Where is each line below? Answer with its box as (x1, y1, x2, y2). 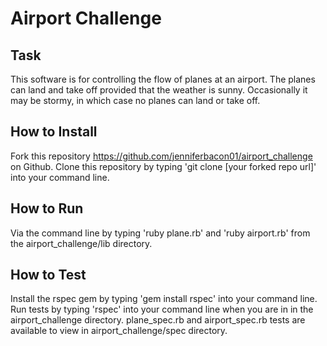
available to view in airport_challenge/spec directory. (10, 325, 228, 337)
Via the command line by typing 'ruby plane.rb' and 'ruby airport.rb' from (10, 227, 311, 239)
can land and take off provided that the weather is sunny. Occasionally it (10, 84, 308, 96)
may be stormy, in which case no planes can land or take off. (10, 95, 261, 106)
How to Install (10, 123, 98, 141)
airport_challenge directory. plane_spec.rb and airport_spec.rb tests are (10, 314, 306, 326)
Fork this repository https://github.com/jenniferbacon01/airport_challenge (10, 150, 313, 162)
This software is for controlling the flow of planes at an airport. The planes (10, 73, 316, 85)
